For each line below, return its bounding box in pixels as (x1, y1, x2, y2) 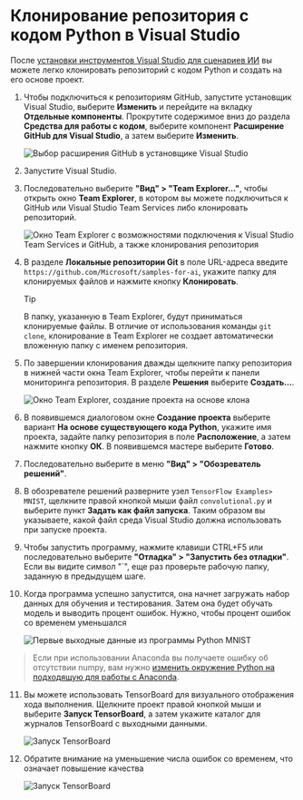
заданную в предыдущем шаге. (23, 571, 146, 581)
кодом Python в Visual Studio (10, 24, 241, 45)
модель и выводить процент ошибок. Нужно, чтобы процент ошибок (23, 607, 291, 618)
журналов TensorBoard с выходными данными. (23, 717, 208, 728)
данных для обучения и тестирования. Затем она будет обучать (23, 598, 273, 609)
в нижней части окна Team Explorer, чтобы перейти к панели (23, 366, 260, 377)
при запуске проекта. (23, 523, 107, 535)
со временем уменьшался (23, 617, 127, 628)
